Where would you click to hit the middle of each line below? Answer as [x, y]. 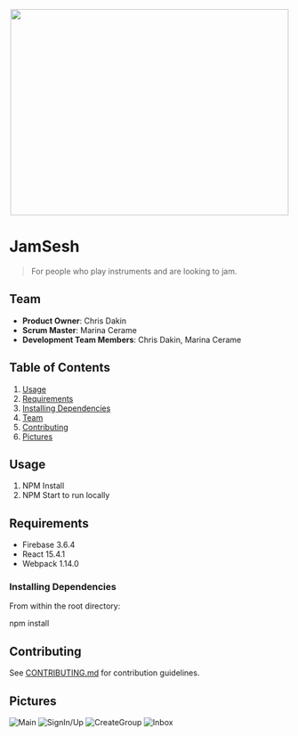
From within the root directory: [65, 606]
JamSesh [44, 246]
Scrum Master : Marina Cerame [80, 330]
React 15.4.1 [44, 554]
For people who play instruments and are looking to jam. [134, 271]
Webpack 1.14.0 [51, 564]
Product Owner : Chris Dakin [74, 321]
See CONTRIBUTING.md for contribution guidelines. [105, 673]
